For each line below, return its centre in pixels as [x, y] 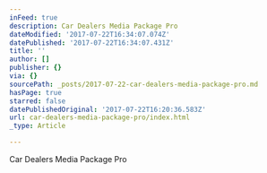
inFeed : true [34, 17]
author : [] [30, 59]
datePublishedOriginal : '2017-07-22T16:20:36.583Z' [108, 109]
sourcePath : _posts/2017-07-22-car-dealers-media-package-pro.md [133, 84]
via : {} [24, 76]
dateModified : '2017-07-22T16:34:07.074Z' [90, 34]
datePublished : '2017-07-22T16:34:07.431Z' [92, 43]
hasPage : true [36, 92]
